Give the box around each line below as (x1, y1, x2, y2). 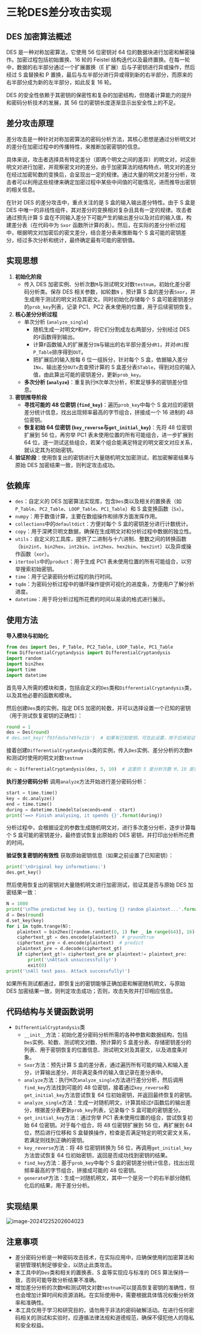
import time (6, 667, 36, 673)
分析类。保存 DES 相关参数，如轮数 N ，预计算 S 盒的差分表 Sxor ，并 (29, 288, 196, 295)
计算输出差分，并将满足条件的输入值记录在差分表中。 (34, 1069, 167, 1076)
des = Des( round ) (6, 729, 50, 735)
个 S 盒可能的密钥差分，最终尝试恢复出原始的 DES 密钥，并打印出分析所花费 (6, 831, 195, 838)
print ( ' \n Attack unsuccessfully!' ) (28, 957, 117, 963)
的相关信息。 (6, 186, 38, 193)
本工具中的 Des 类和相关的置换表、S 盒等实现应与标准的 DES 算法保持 (14, 1268, 184, 1276)
